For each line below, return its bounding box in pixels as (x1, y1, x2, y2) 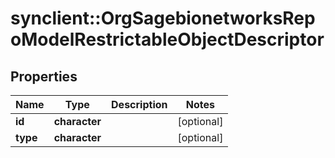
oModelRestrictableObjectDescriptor (10, 28, 325, 51)
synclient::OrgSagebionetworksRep (10, 7, 316, 30)
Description (111, 98, 168, 111)
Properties (10, 68, 78, 85)
